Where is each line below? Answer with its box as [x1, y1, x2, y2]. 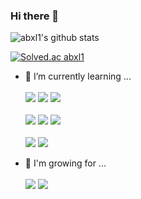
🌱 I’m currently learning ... [24, 70, 132, 83]
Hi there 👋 [10, 9, 60, 23]
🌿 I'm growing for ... [24, 157, 107, 169]
